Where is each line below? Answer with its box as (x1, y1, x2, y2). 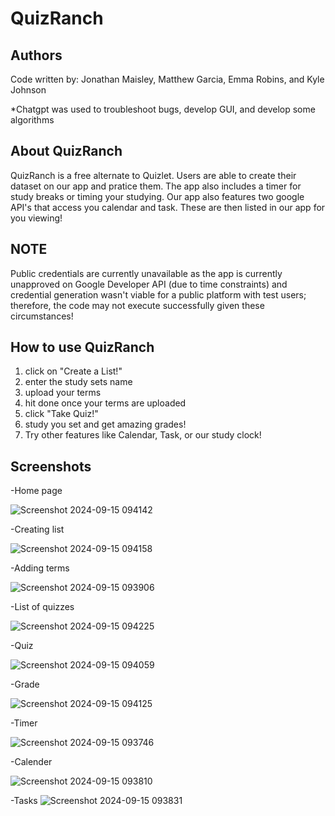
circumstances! (10, 310, 74, 322)
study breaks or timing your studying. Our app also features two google (10, 190, 305, 202)
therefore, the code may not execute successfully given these (10, 299, 265, 311)
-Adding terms (10, 562, 70, 574)
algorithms (10, 114, 55, 126)
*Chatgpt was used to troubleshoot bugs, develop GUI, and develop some (10, 103, 316, 115)
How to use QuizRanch (10, 339, 155, 356)
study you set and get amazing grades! (24, 418, 187, 431)
